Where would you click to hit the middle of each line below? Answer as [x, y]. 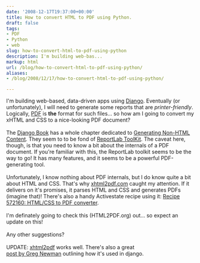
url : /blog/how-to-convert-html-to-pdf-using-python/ [75, 67]
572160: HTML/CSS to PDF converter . [53, 203]
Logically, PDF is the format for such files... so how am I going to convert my [100, 114]
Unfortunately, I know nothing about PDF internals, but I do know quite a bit [99, 177]
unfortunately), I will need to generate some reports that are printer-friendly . [100, 107]
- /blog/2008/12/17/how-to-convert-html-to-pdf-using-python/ [85, 78]
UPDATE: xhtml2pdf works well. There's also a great [70, 247]
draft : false [22, 23]
